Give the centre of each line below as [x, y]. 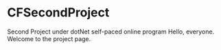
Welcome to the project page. [49, 38]
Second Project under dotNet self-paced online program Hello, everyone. [111, 32]
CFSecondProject [58, 13]
